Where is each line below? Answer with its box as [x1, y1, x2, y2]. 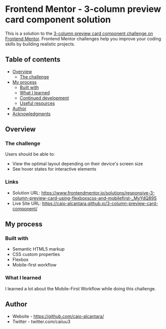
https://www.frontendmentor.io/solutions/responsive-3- [41, 190, 155, 196]
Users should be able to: [5, 151, 55, 157]
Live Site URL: [12, 200, 41, 206]
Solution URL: [12, 190, 41, 196]
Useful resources [19, 100, 55, 106]
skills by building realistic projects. [5, 41, 75, 47]
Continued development [19, 95, 69, 101]
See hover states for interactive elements [12, 166, 97, 172]
